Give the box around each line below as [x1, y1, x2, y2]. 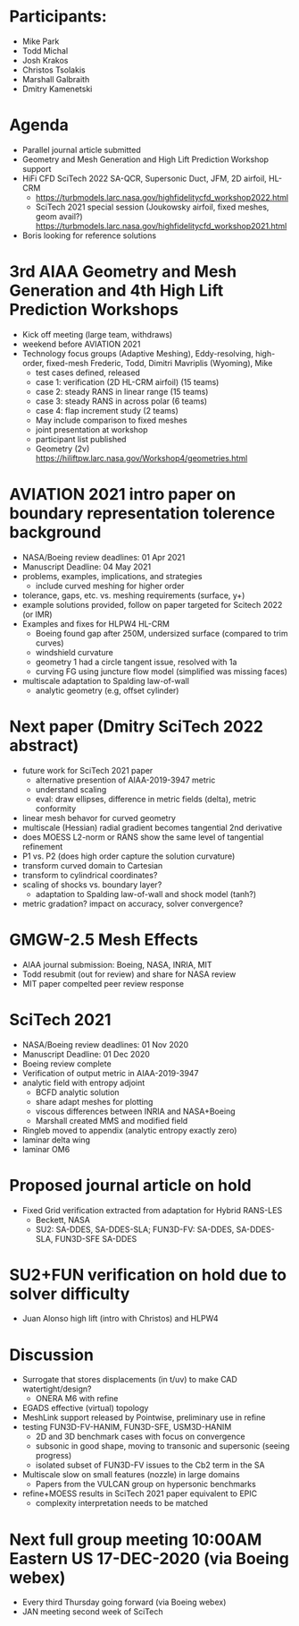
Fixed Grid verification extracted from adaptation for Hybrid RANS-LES [21, 1204, 283, 1215]
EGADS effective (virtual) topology [21, 1403, 149, 1414]
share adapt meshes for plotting [35, 1096, 154, 1107]
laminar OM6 [21, 1143, 71, 1154]
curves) [35, 638, 64, 648]
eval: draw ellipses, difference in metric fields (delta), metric [35, 793, 257, 804]
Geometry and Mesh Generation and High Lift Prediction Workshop [21, 154, 270, 165]
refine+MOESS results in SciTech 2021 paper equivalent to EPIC [21, 1488, 258, 1499]
